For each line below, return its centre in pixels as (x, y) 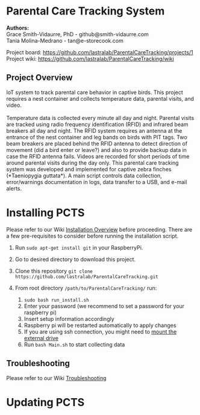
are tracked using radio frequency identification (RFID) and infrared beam (97, 124)
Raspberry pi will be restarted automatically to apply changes (100, 325)
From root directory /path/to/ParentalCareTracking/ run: (86, 288)
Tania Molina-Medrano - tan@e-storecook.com (65, 40)
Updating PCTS (45, 402)
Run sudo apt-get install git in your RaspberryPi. (79, 247)
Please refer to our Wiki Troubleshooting (56, 378)
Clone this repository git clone (54, 271)
